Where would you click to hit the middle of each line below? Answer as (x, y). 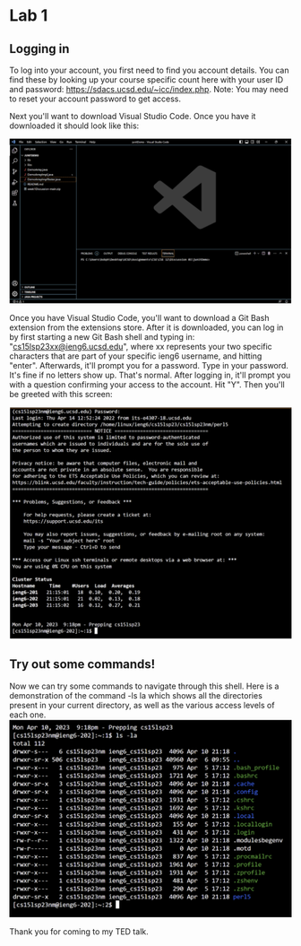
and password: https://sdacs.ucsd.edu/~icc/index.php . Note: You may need (149, 89)
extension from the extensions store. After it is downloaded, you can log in (146, 327)
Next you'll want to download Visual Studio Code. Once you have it (133, 116)
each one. (28, 715)
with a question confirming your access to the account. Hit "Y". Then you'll (147, 385)
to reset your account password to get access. (95, 99)
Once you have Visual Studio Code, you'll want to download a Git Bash (139, 318)
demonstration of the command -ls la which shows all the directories (136, 695)
